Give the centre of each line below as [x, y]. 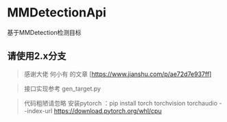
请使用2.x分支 [37, 56]
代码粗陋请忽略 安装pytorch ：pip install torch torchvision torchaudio [121, 103]
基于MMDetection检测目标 [44, 32]
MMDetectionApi [57, 13]
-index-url [38, 110]
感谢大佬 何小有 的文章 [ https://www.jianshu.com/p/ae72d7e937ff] [118, 74]
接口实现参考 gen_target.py [62, 88]
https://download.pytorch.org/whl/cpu [108, 110]
